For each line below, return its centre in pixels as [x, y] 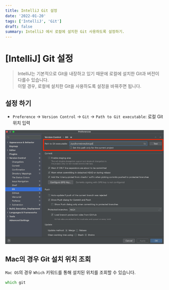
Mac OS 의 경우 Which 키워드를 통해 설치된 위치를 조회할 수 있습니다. [70, 272]
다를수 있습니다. [33, 80]
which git [16, 282]
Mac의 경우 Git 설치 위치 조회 [48, 259]
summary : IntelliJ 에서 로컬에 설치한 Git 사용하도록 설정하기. [65, 32]
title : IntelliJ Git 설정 [31, 11]
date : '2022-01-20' [26, 16]
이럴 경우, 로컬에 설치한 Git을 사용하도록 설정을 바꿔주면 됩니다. [79, 86]
